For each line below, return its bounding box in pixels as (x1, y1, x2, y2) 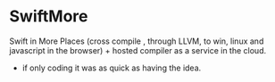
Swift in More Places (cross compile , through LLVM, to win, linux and (9, 36, 264, 46)
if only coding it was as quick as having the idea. (21, 62, 202, 73)
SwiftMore (9, 6, 88, 27)
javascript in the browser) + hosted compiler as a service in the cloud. (9, 45, 266, 55)
